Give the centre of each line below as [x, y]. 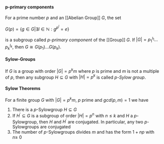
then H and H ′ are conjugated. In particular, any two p [93, 121]
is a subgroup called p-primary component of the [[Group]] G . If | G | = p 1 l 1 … [82, 40]
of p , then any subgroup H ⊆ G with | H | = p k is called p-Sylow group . [76, 77]
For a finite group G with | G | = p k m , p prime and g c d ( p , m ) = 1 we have [77, 100]
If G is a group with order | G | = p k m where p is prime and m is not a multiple [82, 70]
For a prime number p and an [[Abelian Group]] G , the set [63, 18]
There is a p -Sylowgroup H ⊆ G [45, 110]
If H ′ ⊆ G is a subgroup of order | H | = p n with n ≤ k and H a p [74, 115]
